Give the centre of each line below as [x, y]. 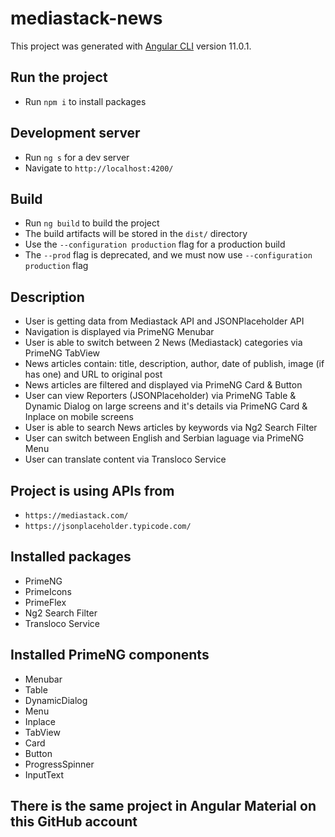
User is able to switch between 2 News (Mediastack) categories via [163, 343]
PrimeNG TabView [62, 353]
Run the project [59, 77]
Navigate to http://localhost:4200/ [99, 168]
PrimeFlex [45, 602]
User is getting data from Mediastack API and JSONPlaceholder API [164, 321]
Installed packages [71, 557]
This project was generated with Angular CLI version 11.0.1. [131, 46]
